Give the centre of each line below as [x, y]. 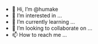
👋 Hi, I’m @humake [35, 9]
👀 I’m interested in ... [37, 15]
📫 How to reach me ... [39, 35]
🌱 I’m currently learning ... [43, 22]
